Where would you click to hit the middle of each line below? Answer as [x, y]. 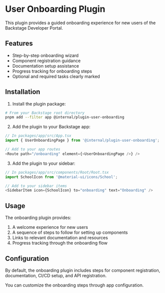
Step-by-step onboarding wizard [45, 55]
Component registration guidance [46, 61]
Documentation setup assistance [46, 66]
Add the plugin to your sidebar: [44, 163]
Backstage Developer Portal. [34, 28]
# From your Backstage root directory [45, 113]
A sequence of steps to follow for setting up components [70, 232]
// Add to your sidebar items [36, 186]
